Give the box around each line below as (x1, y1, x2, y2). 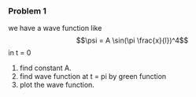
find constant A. (19, 63, 72, 73)
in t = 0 (8, 48, 31, 58)
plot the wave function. (19, 80, 94, 90)
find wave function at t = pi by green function (19, 72, 167, 81)
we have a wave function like (8, 24, 102, 33)
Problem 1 (8, 6, 47, 17)
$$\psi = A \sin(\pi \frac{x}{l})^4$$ (76, 35, 189, 45)
